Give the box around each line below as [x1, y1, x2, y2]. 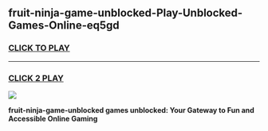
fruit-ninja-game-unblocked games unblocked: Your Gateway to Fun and [8, 105, 255, 114]
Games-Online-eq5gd [8, 19, 120, 33]
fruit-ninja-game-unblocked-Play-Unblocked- [8, 6, 243, 20]
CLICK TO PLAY [8, 43, 70, 54]
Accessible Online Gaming [8, 114, 98, 123]
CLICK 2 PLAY [8, 72, 64, 83]
